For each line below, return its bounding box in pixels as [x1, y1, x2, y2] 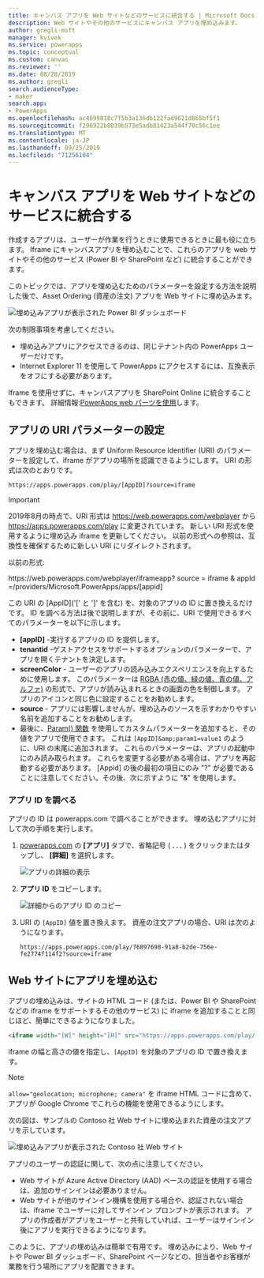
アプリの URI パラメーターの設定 [8, 423, 165, 437]
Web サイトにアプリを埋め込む [8, 973, 158, 987]
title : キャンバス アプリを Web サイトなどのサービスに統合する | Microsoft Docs [8, 11, 255, 20]
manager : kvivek [8, 33, 61, 42]
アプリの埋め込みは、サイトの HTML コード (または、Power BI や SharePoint [8, 996, 257, 1005]
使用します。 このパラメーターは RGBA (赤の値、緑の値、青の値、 [33, 675, 247, 683]
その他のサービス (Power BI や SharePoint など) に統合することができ [28, 254, 254, 265]
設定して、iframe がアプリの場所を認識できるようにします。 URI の [28, 456, 246, 464]
